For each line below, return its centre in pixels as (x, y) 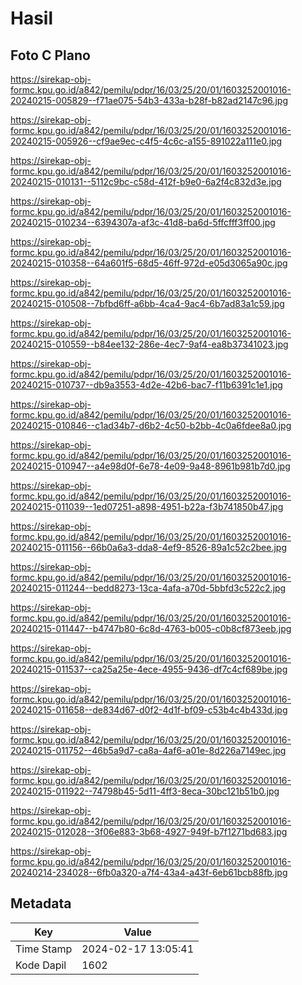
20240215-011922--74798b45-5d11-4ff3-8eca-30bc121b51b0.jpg (145, 791)
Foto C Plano (50, 55)
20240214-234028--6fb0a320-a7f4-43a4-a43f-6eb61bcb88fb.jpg (149, 872)
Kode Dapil (41, 965)
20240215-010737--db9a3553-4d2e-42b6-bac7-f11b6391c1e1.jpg (146, 385)
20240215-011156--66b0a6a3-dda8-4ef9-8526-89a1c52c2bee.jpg (149, 547)
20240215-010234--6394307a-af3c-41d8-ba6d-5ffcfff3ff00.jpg (143, 222)
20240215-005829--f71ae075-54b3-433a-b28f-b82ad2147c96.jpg (149, 100)
